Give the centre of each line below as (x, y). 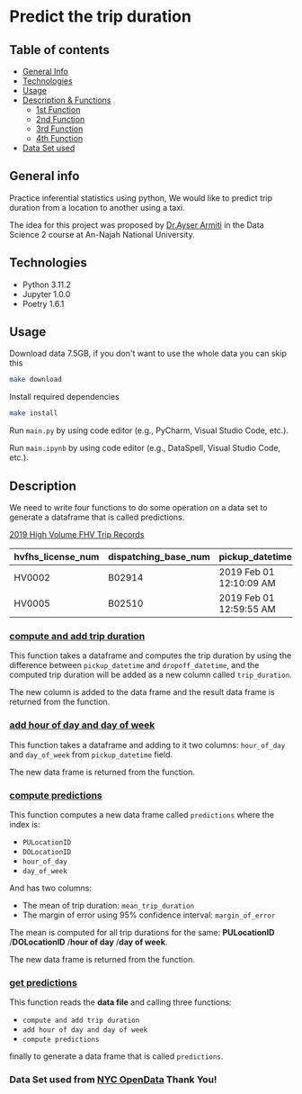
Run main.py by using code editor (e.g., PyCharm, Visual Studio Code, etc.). (149, 430)
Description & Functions (67, 100)
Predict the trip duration (100, 17)
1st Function (58, 109)
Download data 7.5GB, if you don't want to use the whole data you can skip (148, 354)
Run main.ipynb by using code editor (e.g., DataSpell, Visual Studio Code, (145, 448)
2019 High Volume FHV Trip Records (77, 534)
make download (36, 380)
